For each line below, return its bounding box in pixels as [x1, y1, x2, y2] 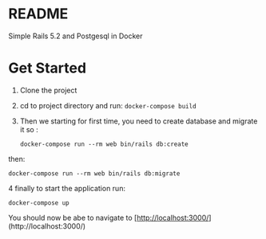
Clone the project [19, 85, 77, 95]
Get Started [8, 59, 86, 77]
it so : [19, 124, 38, 134]
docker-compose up [8, 198, 69, 207]
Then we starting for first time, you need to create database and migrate [19, 116, 258, 126]
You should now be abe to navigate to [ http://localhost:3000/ [8, 213, 209, 222]
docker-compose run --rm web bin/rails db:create [19, 140, 189, 148]
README [8, 5, 69, 23]
